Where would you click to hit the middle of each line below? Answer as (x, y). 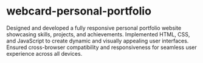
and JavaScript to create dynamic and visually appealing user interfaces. (98, 41)
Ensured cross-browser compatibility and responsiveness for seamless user (101, 47)
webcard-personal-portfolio (79, 11)
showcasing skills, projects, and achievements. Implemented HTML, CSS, (98, 34)
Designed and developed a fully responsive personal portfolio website (94, 28)
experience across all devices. (44, 53)
